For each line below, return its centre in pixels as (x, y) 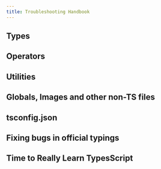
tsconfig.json (32, 117)
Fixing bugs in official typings (63, 138)
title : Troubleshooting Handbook (48, 12)
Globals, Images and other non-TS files (80, 97)
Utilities (21, 76)
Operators (26, 57)
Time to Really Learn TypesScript (70, 159)
